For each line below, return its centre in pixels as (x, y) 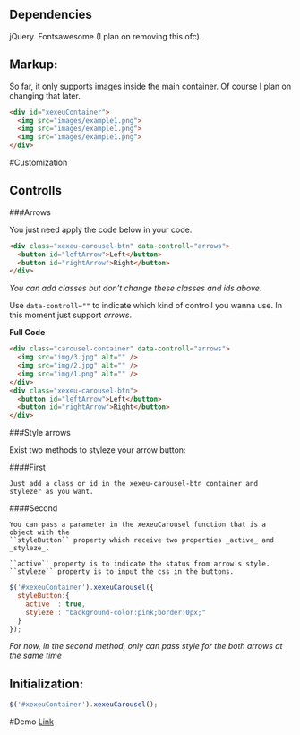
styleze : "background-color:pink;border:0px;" (116, 612)
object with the (39, 532)
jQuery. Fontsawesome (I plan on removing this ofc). (106, 36)
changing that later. (45, 95)
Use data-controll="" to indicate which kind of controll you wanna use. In (146, 306)
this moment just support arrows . (71, 315)
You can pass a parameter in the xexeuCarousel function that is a (138, 525)
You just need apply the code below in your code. (101, 229)
